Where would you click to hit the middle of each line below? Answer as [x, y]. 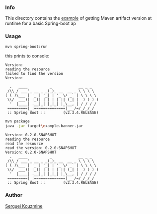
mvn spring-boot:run [27, 47]
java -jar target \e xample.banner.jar [44, 126]
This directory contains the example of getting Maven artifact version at [78, 18]
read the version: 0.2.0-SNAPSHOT [41, 148]
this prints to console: [27, 56]
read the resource [24, 144]
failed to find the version [34, 74]
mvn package [17, 121]
